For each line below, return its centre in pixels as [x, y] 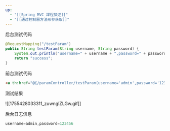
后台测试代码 [18, 35]
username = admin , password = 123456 [39, 123]
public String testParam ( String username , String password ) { [72, 49]
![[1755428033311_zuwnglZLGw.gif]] [43, 103]
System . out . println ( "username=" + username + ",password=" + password [90, 54]
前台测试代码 [18, 73]
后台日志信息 [18, 114]
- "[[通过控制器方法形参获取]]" [40, 19]
